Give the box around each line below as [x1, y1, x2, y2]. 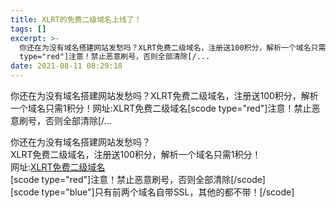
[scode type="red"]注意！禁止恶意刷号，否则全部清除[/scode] [10, 174, 266, 185]
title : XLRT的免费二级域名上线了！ [10, 14, 142, 25]
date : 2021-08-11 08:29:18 [10, 61, 123, 71]
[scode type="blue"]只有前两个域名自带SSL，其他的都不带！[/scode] [10, 186, 295, 198]
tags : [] [10, 24, 47, 34]
